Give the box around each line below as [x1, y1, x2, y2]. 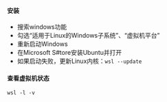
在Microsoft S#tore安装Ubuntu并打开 [16, 49, 122, 57]
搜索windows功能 [16, 23, 67, 31]
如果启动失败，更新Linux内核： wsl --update [16, 57, 142, 65]
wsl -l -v [7, 90, 36, 97]
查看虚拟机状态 [7, 74, 49, 82]
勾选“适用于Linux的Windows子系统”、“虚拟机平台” [16, 31, 160, 40]
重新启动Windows [16, 40, 68, 48]
